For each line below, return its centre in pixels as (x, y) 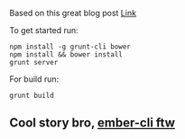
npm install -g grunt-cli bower (70, 47)
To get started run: (44, 30)
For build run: (34, 79)
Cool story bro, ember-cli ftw (92, 123)
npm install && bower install (66, 55)
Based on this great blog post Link (73, 13)
